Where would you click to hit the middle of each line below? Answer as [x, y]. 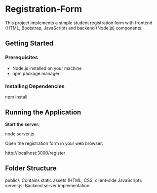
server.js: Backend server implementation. [48, 185]
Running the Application [43, 113]
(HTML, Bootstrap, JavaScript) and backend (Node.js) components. [74, 28]
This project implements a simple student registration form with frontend [79, 23]
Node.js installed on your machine [47, 68]
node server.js [20, 133]
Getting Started [29, 44]
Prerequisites [21, 58]
